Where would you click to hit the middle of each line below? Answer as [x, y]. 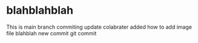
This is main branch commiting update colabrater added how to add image [99, 27]
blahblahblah [40, 10]
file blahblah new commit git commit [51, 33]
